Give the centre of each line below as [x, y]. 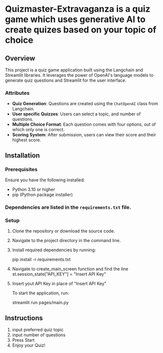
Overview [20, 58]
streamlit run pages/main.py [41, 303]
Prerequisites [21, 169]
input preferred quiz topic [38, 330]
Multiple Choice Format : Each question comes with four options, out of [84, 124]
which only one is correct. [38, 130]
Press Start [23, 340]
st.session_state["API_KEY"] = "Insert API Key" [59, 274]
